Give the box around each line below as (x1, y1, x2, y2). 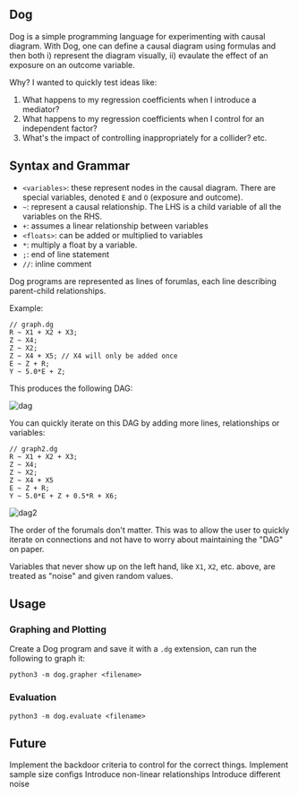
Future (9, 736, 47, 751)
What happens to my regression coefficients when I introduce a (21, 94, 257, 105)
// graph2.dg (9, 444, 58, 454)
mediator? (21, 103, 60, 115)
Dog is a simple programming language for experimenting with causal (9, 30, 266, 41)
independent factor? (21, 123, 98, 134)
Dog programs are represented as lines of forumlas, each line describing (9, 275, 277, 286)
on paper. (9, 543, 45, 554)
